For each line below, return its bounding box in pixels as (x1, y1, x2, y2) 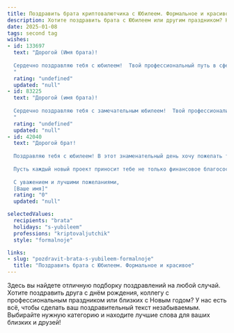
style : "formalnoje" (13, 236, 73, 244)
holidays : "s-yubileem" (13, 224, 82, 231)
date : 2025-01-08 (7, 23, 58, 30)
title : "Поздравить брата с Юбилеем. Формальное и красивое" (13, 262, 195, 269)
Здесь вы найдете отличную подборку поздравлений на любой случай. (7, 281, 221, 289)
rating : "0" (13, 192, 49, 199)
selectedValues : (7, 210, 54, 218)
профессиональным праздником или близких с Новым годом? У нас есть (7, 296, 227, 304)
